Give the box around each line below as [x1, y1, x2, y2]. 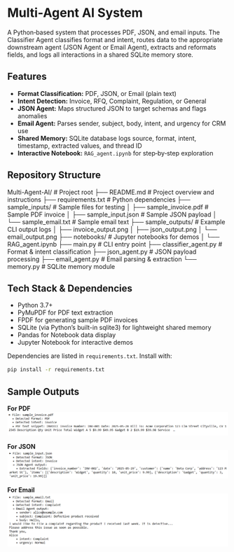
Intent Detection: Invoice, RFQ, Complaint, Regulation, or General [17, 97, 207, 105]
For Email [7, 485, 35, 494]
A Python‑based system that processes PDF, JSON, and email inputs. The [7, 28, 221, 36]
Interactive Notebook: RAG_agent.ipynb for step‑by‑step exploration [17, 149, 214, 157]
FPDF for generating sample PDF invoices [17, 316, 138, 324]
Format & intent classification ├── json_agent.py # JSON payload [7, 247, 197, 256]
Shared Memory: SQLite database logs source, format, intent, [17, 134, 197, 142]
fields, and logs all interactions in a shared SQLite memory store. [7, 50, 194, 59]
